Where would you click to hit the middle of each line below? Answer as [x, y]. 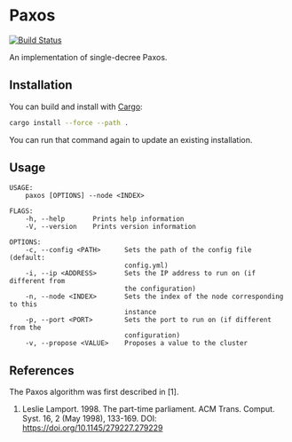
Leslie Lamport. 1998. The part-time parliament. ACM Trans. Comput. [148, 409]
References [42, 371]
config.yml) [146, 266]
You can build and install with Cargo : [76, 107]
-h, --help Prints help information [105, 219]
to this [24, 304]
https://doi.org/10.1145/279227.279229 [92, 428]
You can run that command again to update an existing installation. [131, 139]
